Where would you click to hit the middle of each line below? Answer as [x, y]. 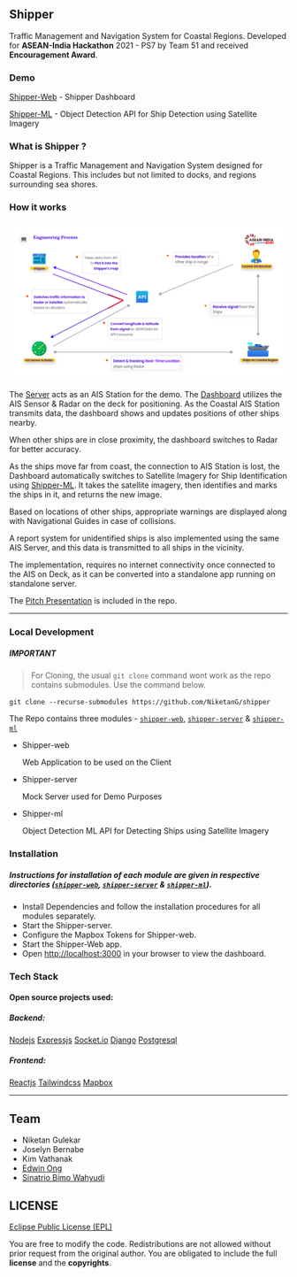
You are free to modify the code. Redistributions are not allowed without [140, 1244]
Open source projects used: [61, 997]
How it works [38, 207]
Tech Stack [34, 976]
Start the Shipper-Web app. [72, 944]
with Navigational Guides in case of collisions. [93, 521]
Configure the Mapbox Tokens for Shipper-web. [109, 935]
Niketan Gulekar [51, 1140]
